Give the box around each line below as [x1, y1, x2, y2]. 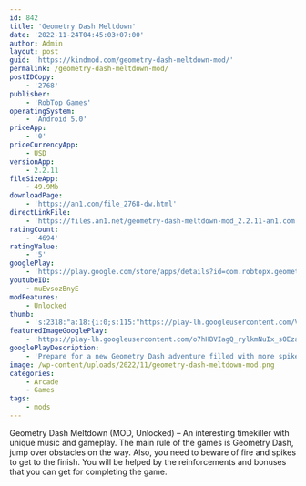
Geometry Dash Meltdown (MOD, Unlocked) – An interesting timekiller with [9, 427, 290, 438]
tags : [9, 394, 30, 403]
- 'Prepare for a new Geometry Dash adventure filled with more [25, 351, 275, 360]
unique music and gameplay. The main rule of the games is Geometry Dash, [9, 437, 294, 448]
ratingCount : [9, 225, 59, 234]
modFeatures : [9, 292, 59, 301]
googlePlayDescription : [9, 343, 100, 352]
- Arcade [25, 377, 59, 387]
